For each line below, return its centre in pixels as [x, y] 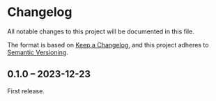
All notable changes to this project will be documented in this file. [101, 31]
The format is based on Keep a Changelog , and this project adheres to [108, 45]
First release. [26, 91]
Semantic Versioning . [38, 52]
